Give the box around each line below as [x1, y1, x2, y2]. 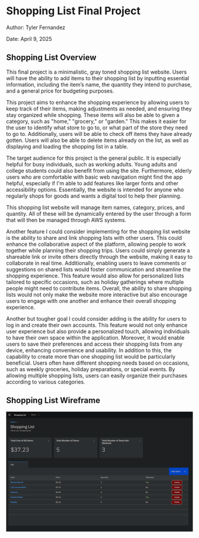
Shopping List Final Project [6, 4, 141, 18]
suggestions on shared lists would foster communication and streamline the [6, 265, 191, 273]
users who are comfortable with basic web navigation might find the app [6, 173, 183, 181]
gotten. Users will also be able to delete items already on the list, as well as [6, 137, 190, 144]
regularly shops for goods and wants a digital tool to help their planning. [6, 192, 182, 200]
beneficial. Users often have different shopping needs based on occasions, [6, 359, 190, 366]
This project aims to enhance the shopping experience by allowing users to [6, 99, 190, 106]
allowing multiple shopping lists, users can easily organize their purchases [6, 372, 188, 379]
